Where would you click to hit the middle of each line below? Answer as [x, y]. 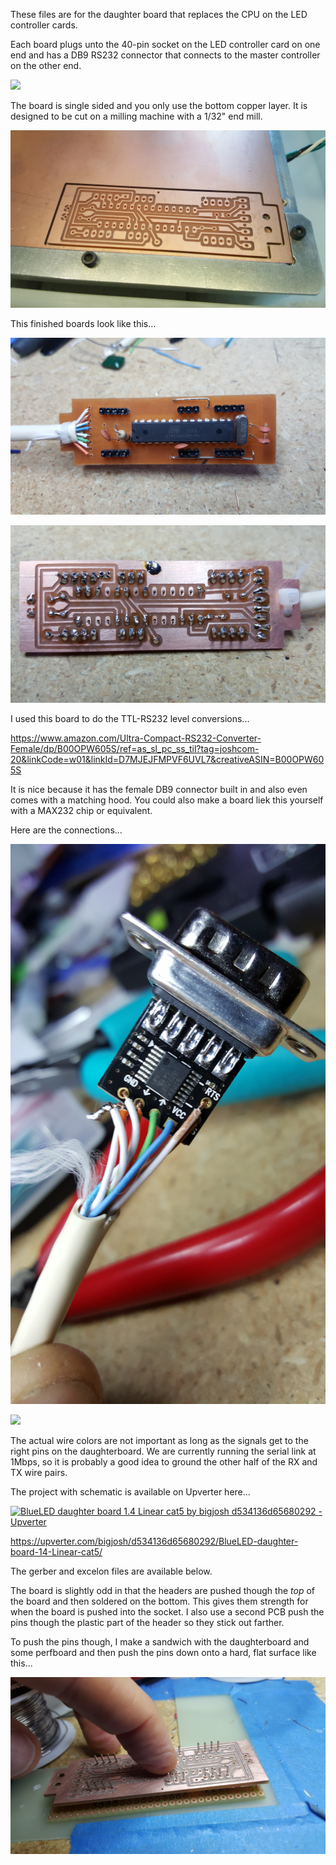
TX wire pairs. [39, 1472]
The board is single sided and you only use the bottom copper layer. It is [159, 105]
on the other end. [46, 65]
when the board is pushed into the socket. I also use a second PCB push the [167, 1611]
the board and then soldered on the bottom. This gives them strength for [159, 1601]
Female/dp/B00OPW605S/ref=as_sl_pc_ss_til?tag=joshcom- [135, 748]
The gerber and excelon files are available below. [111, 1571]
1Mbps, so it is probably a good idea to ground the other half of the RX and [164, 1461]
